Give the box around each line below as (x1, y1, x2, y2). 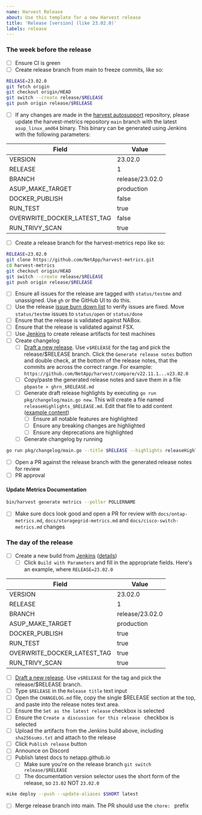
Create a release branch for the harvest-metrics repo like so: (14, 239, 165, 247)
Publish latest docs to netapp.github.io (14, 754, 111, 761)
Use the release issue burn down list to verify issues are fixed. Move (14, 303, 185, 311)
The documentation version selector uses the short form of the (23, 773, 180, 780)
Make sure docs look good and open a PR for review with (14, 510, 157, 518)
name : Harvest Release (6, 8, 63, 15)
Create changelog (14, 336, 60, 344)
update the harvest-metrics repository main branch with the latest (14, 118, 177, 125)
